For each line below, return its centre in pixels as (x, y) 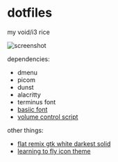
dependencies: (28, 59)
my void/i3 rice (28, 32)
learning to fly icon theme (54, 151)
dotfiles (30, 13)
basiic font (32, 109)
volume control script (48, 117)
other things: (25, 130)
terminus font (36, 102)
